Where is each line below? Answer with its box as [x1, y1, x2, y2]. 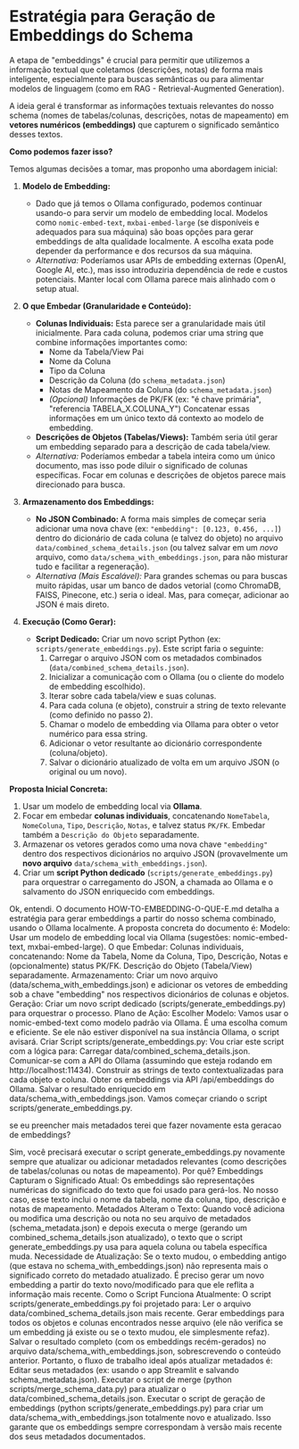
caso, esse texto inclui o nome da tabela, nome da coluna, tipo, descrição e [9, 1194, 287, 1205]
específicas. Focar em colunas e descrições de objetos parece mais [35, 469, 287, 480]
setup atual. [35, 283, 79, 294]
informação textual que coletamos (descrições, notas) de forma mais [9, 64, 263, 75]
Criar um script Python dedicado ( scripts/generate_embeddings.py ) [21, 867, 274, 878]
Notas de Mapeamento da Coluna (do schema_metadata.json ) [48, 384, 272, 394]
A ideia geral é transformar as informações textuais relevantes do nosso [9, 100, 274, 111]
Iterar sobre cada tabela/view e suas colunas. [48, 690, 217, 701]
